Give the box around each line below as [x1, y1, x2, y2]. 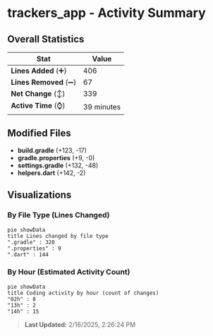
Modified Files [7, 127, 72, 139]
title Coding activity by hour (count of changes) [7, 289, 159, 296]
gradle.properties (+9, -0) [17, 153, 95, 162]
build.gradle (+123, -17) [17, 146, 87, 155]
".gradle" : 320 [7, 239, 55, 246]
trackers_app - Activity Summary [7, 5, 206, 21]
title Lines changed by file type [7, 232, 109, 239]
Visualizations [7, 189, 72, 201]
